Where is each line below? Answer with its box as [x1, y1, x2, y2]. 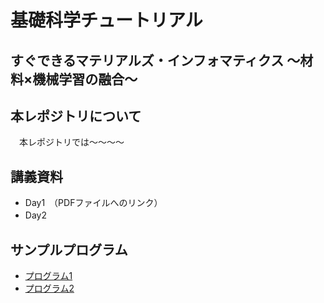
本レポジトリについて [10, 107, 142, 125]
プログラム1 [24, 270, 73, 282]
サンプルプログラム [10, 241, 128, 258]
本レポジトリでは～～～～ [18, 136, 125, 148]
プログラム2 [24, 282, 75, 295]
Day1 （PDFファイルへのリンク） [24, 197, 163, 209]
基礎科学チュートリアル [10, 9, 203, 32]
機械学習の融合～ [32, 71, 138, 88]
